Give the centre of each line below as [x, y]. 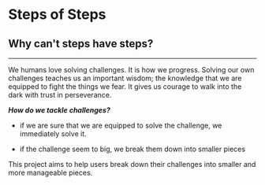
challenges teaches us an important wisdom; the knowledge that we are [125, 78]
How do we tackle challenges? [59, 110]
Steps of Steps [57, 15]
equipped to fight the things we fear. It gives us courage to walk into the [125, 87]
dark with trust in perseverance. [60, 95]
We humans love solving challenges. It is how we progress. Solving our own [131, 70]
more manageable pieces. [50, 172]
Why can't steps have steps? [81, 44]
